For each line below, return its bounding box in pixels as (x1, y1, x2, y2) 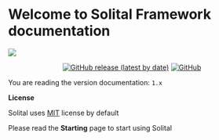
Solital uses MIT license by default (8, 108, 119, 117)
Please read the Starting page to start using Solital (8, 123, 173, 132)
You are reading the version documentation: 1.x (8, 77, 162, 87)
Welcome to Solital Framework (8, 5, 212, 23)
